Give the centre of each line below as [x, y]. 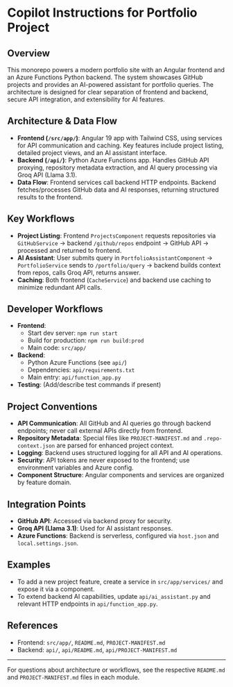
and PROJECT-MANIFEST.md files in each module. [74, 677]
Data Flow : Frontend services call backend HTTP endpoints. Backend [116, 182]
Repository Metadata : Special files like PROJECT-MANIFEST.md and [110, 438]
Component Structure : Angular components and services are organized [121, 475]
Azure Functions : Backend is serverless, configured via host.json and [118, 536]
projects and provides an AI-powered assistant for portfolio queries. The [110, 84]
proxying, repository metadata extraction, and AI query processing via [117, 167]
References [33, 626]
